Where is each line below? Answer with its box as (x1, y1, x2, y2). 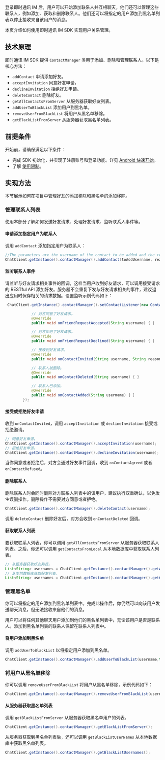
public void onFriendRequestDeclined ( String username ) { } (31, 339, 155, 344)
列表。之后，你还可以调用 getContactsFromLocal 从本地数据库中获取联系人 (5, 546, 155, 552)
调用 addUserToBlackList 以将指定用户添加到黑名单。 (5, 647, 112, 653)
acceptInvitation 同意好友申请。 (12, 79, 80, 85)
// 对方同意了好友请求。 (31, 311, 75, 316)
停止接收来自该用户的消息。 (13, 17, 70, 22)
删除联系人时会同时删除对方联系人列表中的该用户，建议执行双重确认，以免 (5, 490, 156, 496)
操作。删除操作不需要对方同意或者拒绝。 (18, 496, 100, 502)
